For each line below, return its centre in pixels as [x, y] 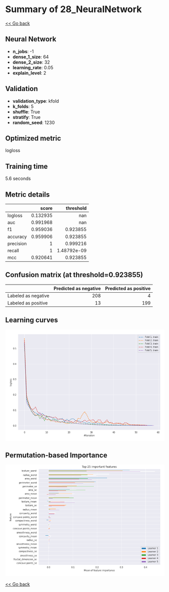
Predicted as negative [77, 289]
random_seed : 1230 [34, 122]
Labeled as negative [28, 296]
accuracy [17, 237]
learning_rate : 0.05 [33, 67]
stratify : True [27, 117]
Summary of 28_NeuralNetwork [74, 9]
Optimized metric [33, 138]
